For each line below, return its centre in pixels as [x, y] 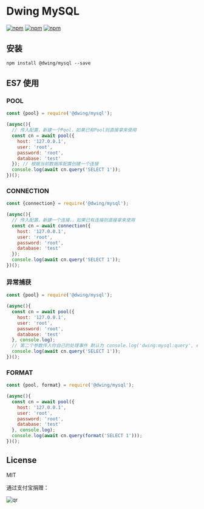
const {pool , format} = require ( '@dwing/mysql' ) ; [70, 385]
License [22, 460]
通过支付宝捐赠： [28, 487]
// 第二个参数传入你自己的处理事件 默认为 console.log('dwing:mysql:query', [103, 346]
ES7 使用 [23, 83]
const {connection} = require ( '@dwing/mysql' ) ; [68, 204]
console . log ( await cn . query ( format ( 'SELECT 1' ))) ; [77, 436]
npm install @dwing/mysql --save [49, 63]
